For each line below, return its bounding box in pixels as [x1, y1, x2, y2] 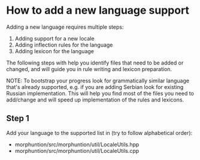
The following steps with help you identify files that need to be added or [6, 59, 184, 66]
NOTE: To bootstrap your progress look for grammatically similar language [6, 77, 190, 84]
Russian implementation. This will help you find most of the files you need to [6, 90, 195, 97]
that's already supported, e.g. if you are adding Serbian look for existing [6, 83, 184, 90]
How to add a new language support [6, 4, 190, 17]
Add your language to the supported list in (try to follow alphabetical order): [6, 129, 193, 136]
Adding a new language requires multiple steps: [6, 23, 124, 30]
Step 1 [6, 113, 30, 124]
